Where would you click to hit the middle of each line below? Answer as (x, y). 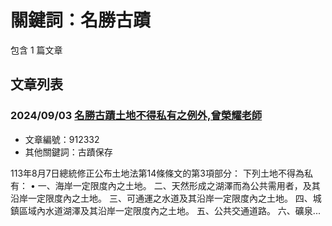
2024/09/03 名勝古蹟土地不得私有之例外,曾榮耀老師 (136, 116)
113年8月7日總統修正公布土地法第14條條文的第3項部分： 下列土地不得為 (157, 173)
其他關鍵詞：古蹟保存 (68, 152)
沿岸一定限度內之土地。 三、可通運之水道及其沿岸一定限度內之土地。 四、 (161, 198)
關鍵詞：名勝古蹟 (81, 20)
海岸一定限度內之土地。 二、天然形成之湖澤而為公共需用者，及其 (187, 185)
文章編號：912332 (62, 139)
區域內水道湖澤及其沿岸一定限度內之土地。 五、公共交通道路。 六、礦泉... (169, 210)
